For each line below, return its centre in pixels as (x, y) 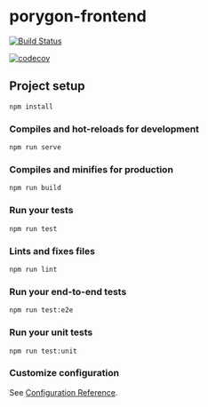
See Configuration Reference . (64, 392)
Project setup (48, 86)
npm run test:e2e (41, 310)
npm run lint (33, 269)
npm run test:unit (43, 351)
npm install (31, 107)
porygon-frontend (78, 16)
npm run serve (36, 148)
